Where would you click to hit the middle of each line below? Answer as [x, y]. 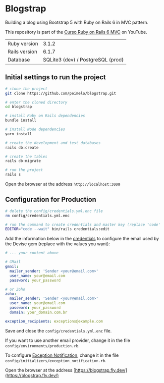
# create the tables [27, 157]
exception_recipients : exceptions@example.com [54, 321]
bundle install [21, 120]
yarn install [19, 134]
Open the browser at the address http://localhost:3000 [63, 184]
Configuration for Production [51, 199]
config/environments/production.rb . [43, 345]
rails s [13, 175]
